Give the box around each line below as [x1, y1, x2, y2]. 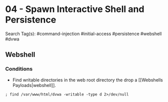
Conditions [5, 65, 33, 72]
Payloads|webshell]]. [12, 82, 56, 88]
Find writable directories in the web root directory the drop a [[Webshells [12, 76, 163, 83]
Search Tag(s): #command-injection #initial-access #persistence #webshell [5, 30, 162, 36]
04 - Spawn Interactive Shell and [5, 3, 144, 15]
